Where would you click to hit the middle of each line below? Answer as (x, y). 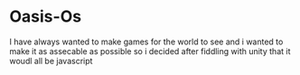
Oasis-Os (46, 17)
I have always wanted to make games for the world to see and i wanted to (146, 42)
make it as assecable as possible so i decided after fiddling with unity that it (150, 51)
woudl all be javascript (51, 61)
